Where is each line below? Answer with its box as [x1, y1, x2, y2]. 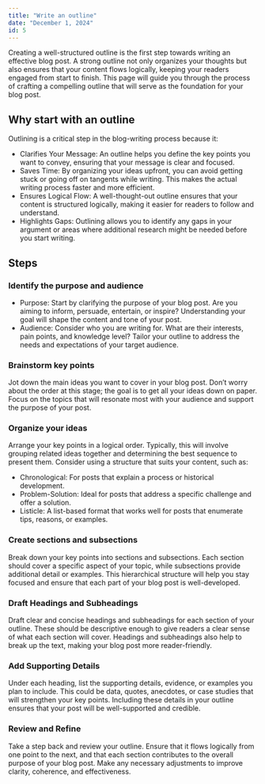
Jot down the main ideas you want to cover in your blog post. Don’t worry [8, 377, 248, 388]
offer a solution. [19, 498, 71, 507]
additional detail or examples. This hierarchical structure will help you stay [8, 569, 250, 578]
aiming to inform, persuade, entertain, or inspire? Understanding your [19, 306, 246, 316]
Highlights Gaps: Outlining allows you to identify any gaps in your [19, 217, 233, 226]
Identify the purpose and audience [8, 280, 144, 291]
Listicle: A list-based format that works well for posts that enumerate [19, 506, 244, 516]
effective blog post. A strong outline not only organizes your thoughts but [8, 56, 248, 66]
